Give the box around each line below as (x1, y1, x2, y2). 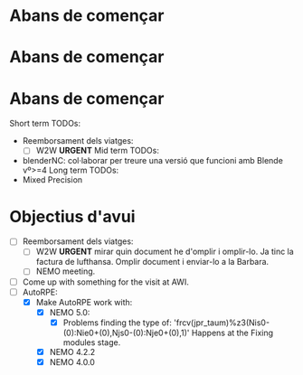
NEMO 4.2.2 (49, 346, 96, 357)
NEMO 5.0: (49, 306, 90, 317)
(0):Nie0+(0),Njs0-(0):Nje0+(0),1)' (62, 327, 190, 338)
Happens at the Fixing (191, 327, 274, 338)
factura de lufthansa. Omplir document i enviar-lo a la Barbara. (35, 257, 270, 267)
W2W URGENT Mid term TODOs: (35, 145, 160, 156)
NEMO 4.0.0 (49, 356, 95, 367)
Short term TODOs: (9, 118, 81, 129)
